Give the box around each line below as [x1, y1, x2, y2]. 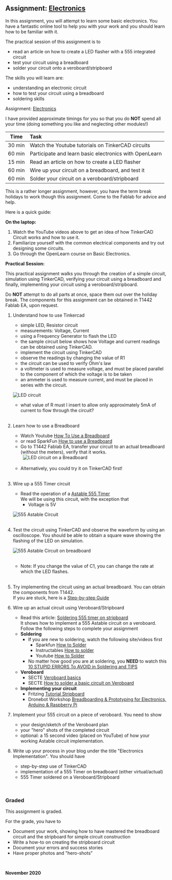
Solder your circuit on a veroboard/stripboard [30, 175, 139, 182]
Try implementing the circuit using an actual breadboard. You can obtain [12, 584, 165, 590]
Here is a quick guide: [5, 209, 52, 215]
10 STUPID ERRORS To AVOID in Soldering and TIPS [28, 663, 138, 669]
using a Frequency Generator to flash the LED [20, 333, 117, 339]
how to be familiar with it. [5, 28, 59, 35]
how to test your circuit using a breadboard [12, 90, 104, 96]
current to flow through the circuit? [20, 407, 94, 413]
